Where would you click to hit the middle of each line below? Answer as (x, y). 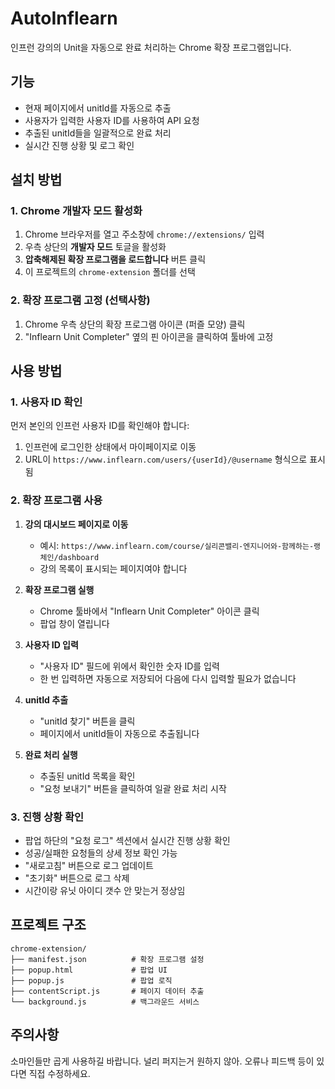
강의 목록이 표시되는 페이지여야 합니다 (113, 568)
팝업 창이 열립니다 (74, 623)
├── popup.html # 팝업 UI (89, 970)
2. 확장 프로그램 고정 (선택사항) (80, 300)
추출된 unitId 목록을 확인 (87, 776)
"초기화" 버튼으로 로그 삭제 (77, 878)
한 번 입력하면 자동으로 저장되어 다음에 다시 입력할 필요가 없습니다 (168, 678)
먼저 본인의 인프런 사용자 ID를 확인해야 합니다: (100, 426)
